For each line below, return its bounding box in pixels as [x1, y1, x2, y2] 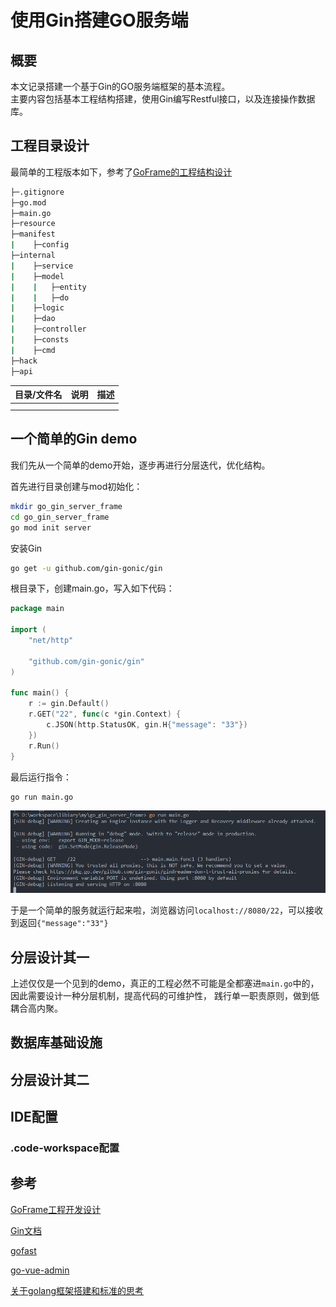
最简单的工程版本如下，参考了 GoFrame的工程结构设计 [10, 166, 233, 178]
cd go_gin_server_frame [10, 512, 110, 522]
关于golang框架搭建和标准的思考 [10, 1284, 145, 1296]
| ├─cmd [10, 345, 56, 355]
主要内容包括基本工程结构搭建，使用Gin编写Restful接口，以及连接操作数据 [10, 93, 316, 105]
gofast [10, 1244, 37, 1256]
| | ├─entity [10, 282, 87, 292]
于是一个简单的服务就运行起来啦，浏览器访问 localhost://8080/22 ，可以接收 [10, 904, 324, 916]
